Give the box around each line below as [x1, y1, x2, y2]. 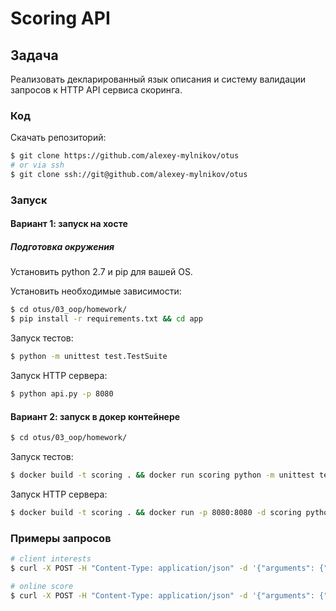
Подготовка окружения [10, 241, 115, 253]
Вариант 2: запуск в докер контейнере [10, 410, 181, 422]
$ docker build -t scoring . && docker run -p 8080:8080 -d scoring [10, 507, 302, 517]
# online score [10, 581, 74, 591]
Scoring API [10, 7, 111, 30]
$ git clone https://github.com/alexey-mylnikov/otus [10, 151, 240, 161]
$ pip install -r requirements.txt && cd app [10, 314, 203, 324]
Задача [10, 47, 59, 64]
